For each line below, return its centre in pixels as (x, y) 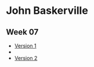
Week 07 (22, 32)
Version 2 (26, 58)
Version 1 (25, 46)
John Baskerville (47, 11)
